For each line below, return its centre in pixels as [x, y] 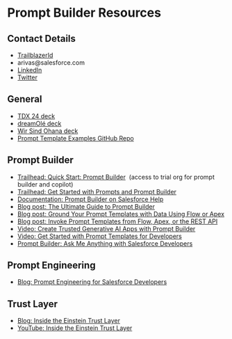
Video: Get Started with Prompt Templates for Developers [99, 236]
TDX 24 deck [36, 116]
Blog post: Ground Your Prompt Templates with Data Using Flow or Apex [121, 214]
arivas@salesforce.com [51, 63]
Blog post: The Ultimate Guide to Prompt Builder [86, 206]
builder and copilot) [45, 184]
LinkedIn [30, 70]
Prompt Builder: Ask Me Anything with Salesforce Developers [105, 243]
